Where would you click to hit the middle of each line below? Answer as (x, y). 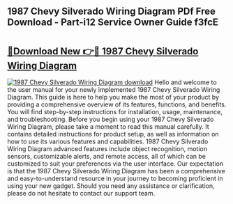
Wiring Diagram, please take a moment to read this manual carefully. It (108, 127)
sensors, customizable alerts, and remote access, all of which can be (106, 156)
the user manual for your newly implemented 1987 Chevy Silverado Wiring (114, 89)
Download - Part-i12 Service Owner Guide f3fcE (113, 23)
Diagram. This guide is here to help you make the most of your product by (113, 97)
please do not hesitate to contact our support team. (81, 193)
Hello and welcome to (186, 82)
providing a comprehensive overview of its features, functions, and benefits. (117, 104)
